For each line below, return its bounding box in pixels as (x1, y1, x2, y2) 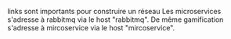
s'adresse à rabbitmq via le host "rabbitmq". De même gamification (7, 15, 224, 24)
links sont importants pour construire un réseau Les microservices (7, 7, 222, 16)
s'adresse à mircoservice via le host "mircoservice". (7, 23, 175, 32)
